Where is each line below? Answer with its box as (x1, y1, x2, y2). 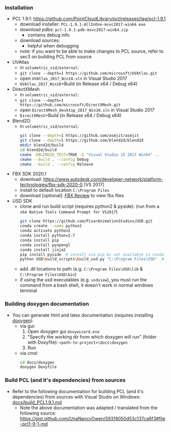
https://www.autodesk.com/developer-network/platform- (43, 176, 164, 182)
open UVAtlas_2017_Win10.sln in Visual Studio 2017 (19, 76, 128, 82)
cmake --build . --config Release (19, 161, 93, 167)
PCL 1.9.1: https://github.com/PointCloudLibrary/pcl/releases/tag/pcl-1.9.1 (12, 16, 166, 22)
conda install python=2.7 (19, 233, 75, 238)
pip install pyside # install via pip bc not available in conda (19, 252, 164, 257)
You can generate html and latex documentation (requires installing (12, 312, 154, 318)
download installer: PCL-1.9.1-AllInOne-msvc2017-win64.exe (19, 21, 146, 27)
